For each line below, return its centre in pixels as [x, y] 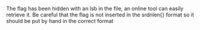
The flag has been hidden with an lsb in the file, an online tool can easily [95, 9]
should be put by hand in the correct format [60, 21]
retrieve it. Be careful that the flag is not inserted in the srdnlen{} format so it [100, 15]
